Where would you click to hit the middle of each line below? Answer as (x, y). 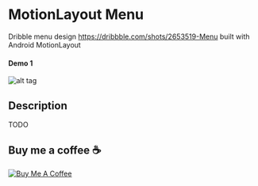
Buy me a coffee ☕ (55, 151)
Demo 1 (21, 63)
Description (38, 106)
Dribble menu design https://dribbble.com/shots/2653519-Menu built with (129, 36)
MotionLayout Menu (76, 15)
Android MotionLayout (44, 44)
